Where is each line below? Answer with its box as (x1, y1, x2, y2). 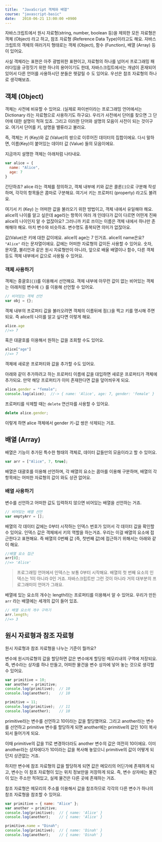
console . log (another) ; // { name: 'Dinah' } (5, 833, 103, 838)
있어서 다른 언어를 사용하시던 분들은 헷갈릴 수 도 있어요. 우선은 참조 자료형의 (5, 71, 148, 77)
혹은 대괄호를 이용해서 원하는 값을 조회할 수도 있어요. (5, 337, 104, 343)
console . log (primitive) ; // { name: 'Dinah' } (5, 828, 103, 833)
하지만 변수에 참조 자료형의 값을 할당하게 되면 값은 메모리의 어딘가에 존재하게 (5, 763, 150, 769)
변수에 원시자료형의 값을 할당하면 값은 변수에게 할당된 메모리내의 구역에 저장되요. (5, 656, 158, 661)
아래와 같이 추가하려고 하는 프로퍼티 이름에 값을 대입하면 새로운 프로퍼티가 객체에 (5, 371, 158, 377)
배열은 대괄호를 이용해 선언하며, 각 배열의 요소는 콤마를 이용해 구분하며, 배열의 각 (5, 468, 157, 474)
